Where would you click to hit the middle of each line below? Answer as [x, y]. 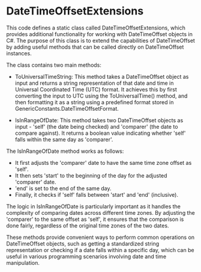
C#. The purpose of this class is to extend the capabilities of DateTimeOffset [100, 40]
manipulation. [23, 262]
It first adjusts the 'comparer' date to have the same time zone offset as [103, 162]
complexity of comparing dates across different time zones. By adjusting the [100, 212]
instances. [19, 53]
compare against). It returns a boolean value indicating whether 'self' [100, 133]
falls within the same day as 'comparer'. [64, 139]
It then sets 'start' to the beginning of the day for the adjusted [91, 175]
